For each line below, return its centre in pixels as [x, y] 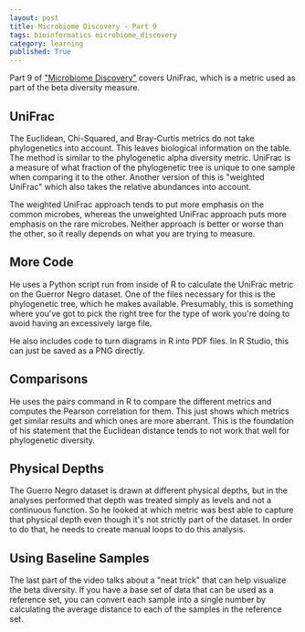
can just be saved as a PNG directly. [78, 350]
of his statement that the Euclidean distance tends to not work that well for [150, 430]
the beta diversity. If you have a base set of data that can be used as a [142, 590]
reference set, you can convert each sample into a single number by [138, 600]
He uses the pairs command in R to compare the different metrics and [141, 401]
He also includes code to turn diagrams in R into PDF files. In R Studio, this [149, 341]
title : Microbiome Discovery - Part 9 [83, 26]
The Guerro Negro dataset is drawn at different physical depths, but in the [148, 490]
